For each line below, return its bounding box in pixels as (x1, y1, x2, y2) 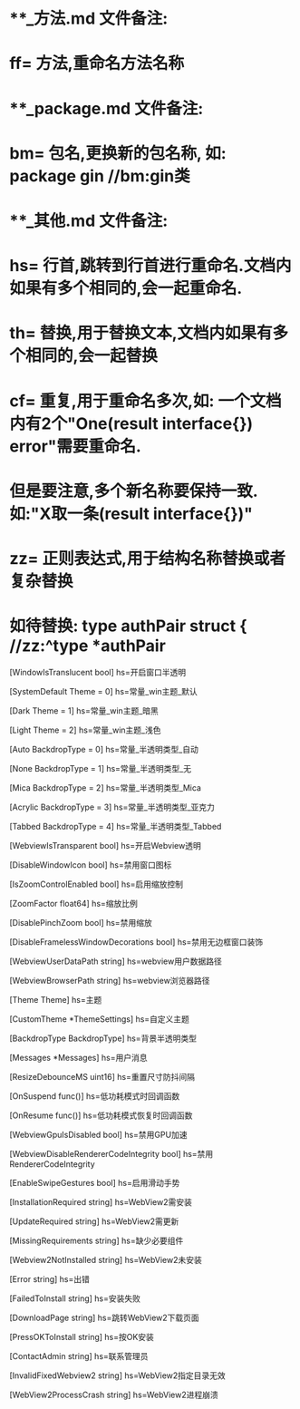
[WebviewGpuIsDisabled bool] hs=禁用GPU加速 (9, 1129, 188, 1140)
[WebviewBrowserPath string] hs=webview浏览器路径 (9, 975, 210, 986)
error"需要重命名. (9, 436, 142, 456)
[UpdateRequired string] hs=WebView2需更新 (9, 1216, 179, 1227)
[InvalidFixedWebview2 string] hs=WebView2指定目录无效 (9, 1370, 227, 1381)
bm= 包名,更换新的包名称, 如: (9, 142, 227, 163)
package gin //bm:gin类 (9, 165, 190, 186)
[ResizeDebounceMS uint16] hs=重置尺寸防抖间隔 (9, 1071, 195, 1082)
